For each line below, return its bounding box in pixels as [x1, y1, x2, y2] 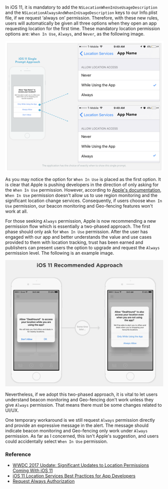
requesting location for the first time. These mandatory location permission [5, 26, 160, 32]
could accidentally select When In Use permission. [5, 438, 108, 444]
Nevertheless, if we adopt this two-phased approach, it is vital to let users [5, 391, 158, 397]
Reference [5, 451, 31, 458]
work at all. [5, 208, 28, 215]
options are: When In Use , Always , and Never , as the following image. [5, 31, 145, 37]
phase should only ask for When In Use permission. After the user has [5, 229, 148, 235]
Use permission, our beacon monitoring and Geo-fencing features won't [5, 203, 153, 209]
